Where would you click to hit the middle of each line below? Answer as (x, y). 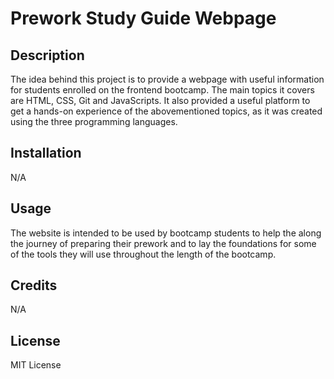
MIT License (36, 365)
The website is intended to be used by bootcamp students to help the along (166, 233)
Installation (46, 153)
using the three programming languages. (94, 121)
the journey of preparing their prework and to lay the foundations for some (163, 243)
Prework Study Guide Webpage (143, 18)
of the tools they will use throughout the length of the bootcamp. (143, 254)
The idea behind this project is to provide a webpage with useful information (167, 79)
